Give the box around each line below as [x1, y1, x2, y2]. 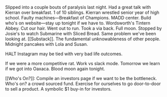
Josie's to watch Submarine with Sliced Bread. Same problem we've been [5, 31, 157, 36]
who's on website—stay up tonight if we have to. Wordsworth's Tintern [5, 20, 151, 26]
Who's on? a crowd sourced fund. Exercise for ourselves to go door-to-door [5, 81, 161, 87]
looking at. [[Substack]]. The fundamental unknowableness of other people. [5, 36, 161, 42]
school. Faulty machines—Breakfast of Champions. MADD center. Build [5, 15, 152, 20]
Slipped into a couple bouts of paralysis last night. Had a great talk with [5, 4, 151, 10]
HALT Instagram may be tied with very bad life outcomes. [5, 51, 123, 57]
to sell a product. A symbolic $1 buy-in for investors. [5, 86, 112, 92]
